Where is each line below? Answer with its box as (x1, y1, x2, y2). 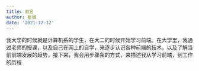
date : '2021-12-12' (6, 20, 54, 25)
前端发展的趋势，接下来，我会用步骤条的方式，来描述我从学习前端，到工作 (11, 51, 193, 59)
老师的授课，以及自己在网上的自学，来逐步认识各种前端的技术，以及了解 (11, 44, 188, 51)
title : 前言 (6, 8, 34, 15)
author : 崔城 (6, 14, 37, 20)
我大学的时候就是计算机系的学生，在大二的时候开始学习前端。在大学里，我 (6, 37, 188, 44)
